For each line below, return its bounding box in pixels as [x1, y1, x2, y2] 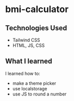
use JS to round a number [12, 91, 67, 97]
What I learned [5, 57, 52, 66]
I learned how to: [5, 70, 40, 76]
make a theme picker [12, 80, 56, 86]
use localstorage [12, 85, 47, 91]
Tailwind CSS [12, 37, 40, 43]
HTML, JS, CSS [12, 42, 45, 48]
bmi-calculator [5, 4, 69, 15]
